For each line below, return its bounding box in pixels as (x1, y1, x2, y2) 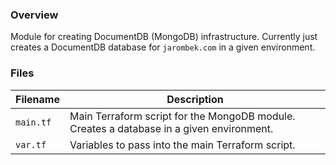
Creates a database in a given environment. (69, 121, 274, 135)
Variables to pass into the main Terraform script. (69, 138, 296, 152)
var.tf (15, 139, 47, 150)
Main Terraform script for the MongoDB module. (69, 109, 296, 123)
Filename (15, 92, 60, 106)
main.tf (15, 116, 52, 128)
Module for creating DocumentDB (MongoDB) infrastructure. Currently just (10, 31, 318, 43)
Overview (10, 8, 59, 22)
